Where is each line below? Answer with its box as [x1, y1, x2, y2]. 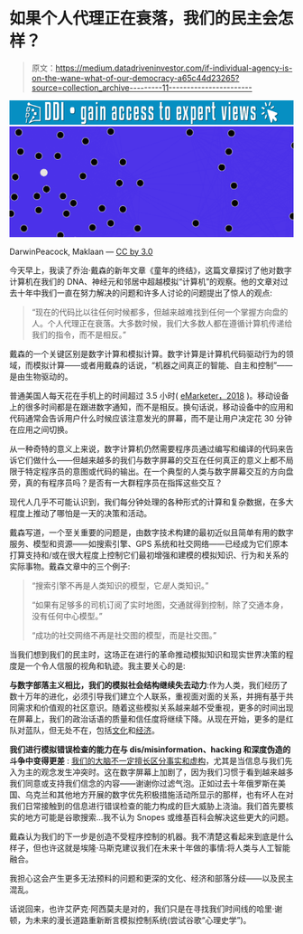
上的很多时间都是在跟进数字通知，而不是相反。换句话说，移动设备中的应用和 [9, 401, 294, 412]
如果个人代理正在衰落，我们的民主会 [9, 8, 279, 29]
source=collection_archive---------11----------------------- [31, 82, 252, 93]
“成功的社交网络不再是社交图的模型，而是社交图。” [31, 629, 217, 640]
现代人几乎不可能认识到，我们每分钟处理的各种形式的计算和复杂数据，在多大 [9, 496, 294, 507]
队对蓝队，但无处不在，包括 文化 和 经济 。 [9, 724, 160, 735]
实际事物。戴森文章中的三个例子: [9, 561, 131, 571]
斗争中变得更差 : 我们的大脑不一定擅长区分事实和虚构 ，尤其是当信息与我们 [9, 755, 285, 766]
